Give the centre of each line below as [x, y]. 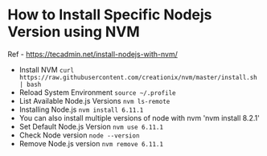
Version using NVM [74, 32]
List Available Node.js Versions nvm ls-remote [94, 101]
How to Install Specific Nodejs [110, 15]
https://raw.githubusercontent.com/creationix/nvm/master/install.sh [138, 77]
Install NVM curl [46, 69]
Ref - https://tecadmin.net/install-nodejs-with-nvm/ [92, 54]
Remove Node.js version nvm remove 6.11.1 [91, 143]
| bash [30, 84]
